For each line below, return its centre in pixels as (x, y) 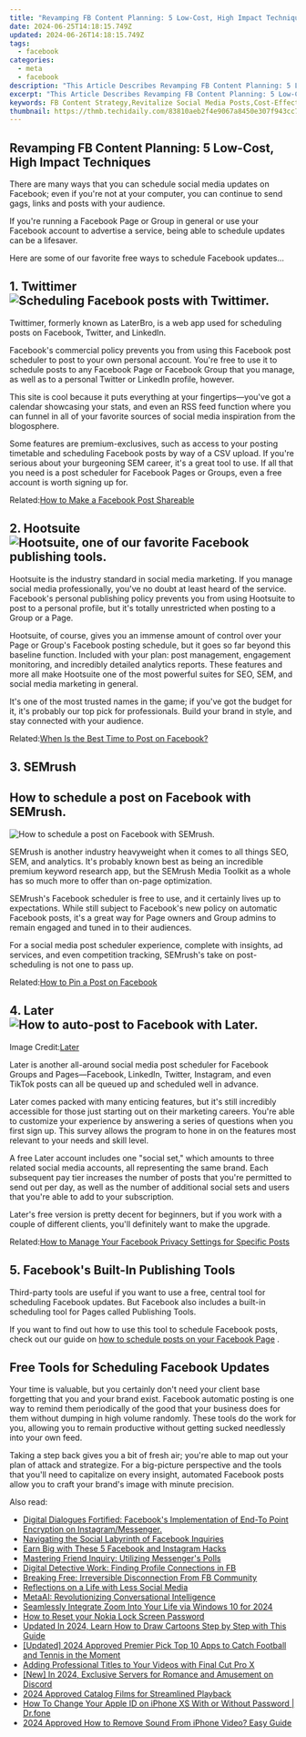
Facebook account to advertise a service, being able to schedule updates (147, 231)
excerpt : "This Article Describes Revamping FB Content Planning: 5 (142, 94)
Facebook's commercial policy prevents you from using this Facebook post (150, 350)
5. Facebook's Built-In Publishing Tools (122, 1270)
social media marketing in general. (74, 683)
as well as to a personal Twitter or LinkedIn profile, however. (122, 379)
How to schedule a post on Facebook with (130, 798)
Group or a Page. (41, 618)
